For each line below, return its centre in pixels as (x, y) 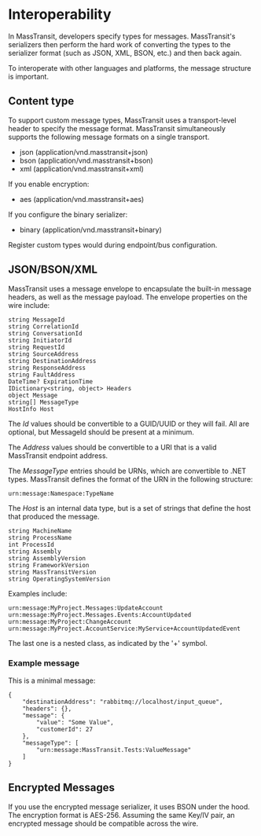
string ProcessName (40, 537)
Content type (41, 101)
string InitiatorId (40, 340)
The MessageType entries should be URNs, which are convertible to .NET (127, 471)
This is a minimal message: (52, 680)
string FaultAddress (42, 375)
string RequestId (37, 347)
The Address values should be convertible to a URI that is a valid (112, 447)
